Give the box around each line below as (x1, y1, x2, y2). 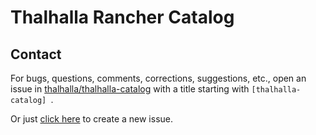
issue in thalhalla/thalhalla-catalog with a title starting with (10, 83, 250, 95)
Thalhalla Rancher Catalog (10, 6, 235, 29)
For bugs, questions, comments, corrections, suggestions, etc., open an (10, 72, 307, 84)
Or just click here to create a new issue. (10, 113, 174, 125)
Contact (10, 46, 62, 63)
